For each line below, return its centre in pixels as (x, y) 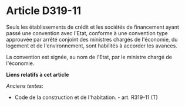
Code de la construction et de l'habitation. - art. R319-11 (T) (86, 97)
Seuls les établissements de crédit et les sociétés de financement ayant (92, 27)
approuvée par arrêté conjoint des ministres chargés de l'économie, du (92, 39)
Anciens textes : (25, 86)
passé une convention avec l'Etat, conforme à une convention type (87, 33)
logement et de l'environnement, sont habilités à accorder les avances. (92, 46)
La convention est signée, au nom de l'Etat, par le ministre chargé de (89, 57)
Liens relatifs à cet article (38, 74)
